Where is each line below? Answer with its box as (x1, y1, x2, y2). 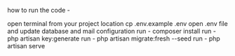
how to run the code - (7, 6, 70, 14)
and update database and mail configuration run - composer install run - (7, 27, 216, 35)
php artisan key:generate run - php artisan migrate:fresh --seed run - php (7, 34, 221, 43)
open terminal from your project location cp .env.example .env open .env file (7, 20, 228, 27)
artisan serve (7, 42, 46, 50)
